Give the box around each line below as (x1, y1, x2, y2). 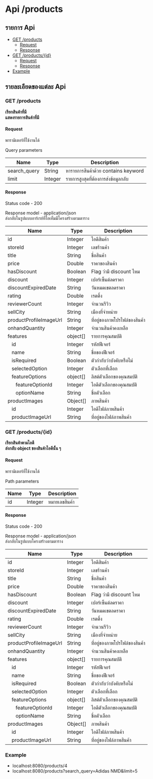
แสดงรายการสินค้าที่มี (5, 114, 40, 120)
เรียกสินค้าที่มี (5, 108, 27, 115)
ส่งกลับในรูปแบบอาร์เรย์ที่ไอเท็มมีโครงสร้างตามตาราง (5, 215, 90, 221)
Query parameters (5, 147, 43, 153)
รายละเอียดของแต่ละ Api (5, 83, 66, 91)
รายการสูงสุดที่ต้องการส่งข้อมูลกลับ (65, 175, 129, 182)
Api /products (5, 3, 63, 15)
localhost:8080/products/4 (12, 763, 68, 769)
